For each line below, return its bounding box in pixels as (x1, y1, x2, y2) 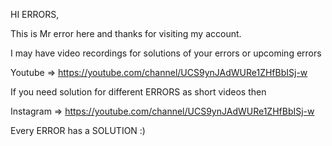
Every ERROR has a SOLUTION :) (10, 125, 146, 136)
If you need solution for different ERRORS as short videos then (10, 86, 267, 98)
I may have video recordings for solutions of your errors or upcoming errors (10, 47, 322, 59)
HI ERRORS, (10, 9, 60, 20)
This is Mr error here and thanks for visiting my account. (10, 28, 242, 39)
